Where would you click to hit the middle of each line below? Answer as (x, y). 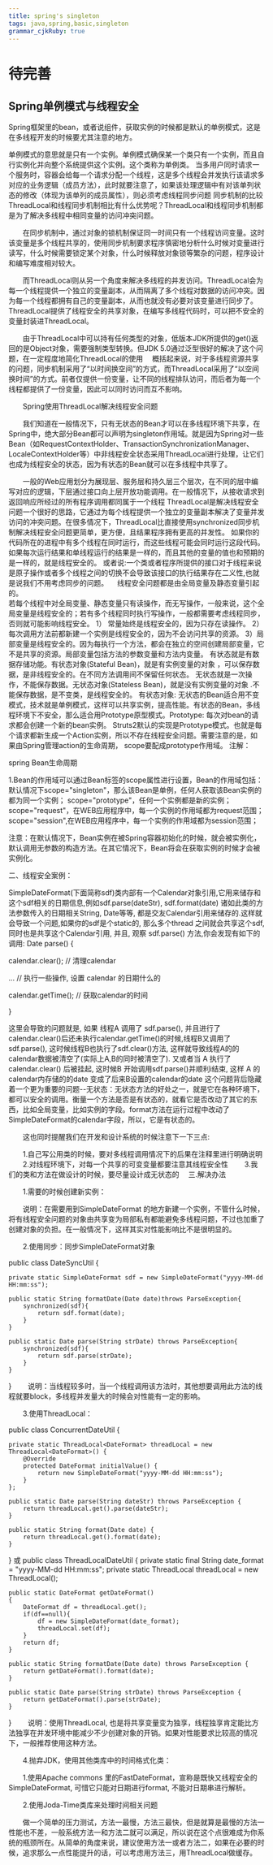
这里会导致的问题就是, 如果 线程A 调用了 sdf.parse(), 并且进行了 (115, 1028)
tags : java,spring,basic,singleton (69, 24)
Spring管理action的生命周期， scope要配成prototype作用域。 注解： (136, 746)
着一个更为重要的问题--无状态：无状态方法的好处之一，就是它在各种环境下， (136, 1089)
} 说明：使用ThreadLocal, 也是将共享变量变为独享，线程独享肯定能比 (130, 1723)
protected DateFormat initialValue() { (91, 1466)
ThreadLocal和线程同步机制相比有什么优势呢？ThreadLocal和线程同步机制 (132, 206)
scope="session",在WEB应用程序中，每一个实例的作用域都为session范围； (133, 820)
